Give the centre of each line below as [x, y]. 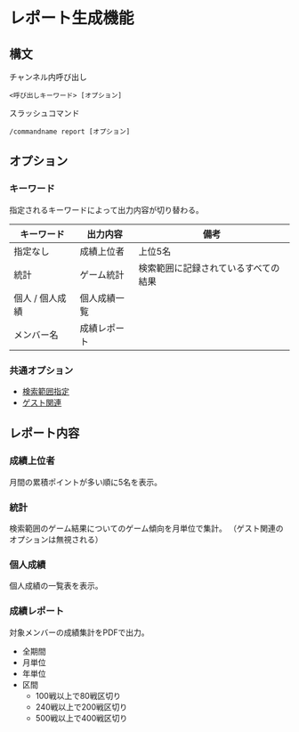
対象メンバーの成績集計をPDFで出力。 [79, 632]
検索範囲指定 [45, 391]
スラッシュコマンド [44, 113]
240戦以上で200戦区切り [81, 707]
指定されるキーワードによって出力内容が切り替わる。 [106, 209]
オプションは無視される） [56, 539]
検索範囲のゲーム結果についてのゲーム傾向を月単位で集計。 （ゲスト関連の [146, 528]
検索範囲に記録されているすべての [209, 268]
